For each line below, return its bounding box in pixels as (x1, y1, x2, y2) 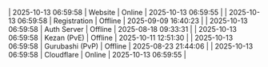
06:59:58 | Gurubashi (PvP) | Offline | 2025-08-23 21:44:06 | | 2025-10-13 (8, 41, 254, 51)
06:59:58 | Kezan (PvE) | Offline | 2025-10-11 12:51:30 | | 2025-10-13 (8, 33, 234, 42)
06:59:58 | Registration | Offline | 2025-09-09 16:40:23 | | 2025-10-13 (17, 16, 248, 26)
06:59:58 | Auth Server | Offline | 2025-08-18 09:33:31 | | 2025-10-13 (8, 25, 238, 33)
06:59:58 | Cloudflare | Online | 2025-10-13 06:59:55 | (8, 50, 186, 59)
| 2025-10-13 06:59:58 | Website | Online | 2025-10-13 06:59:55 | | (8, 8, 228, 17)
